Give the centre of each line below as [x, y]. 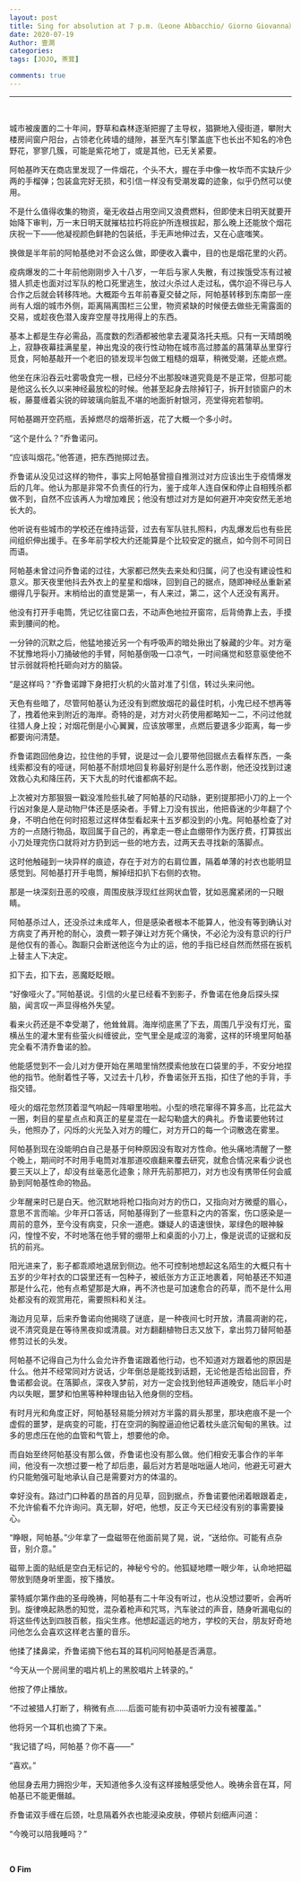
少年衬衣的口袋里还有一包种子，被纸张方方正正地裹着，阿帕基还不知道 [162, 1277]
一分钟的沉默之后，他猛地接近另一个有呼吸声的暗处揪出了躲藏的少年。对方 [146, 642]
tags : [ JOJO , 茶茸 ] [44, 59]
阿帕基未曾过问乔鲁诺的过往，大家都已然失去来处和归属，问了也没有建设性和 [150, 570]
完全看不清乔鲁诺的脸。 [52, 1047]
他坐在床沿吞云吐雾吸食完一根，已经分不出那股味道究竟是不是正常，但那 [142, 377]
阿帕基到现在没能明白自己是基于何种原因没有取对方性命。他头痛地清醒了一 [146, 1149]
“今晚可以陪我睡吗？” [48, 1833]
